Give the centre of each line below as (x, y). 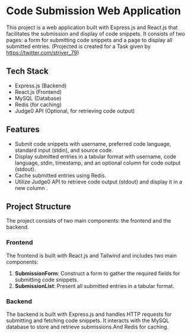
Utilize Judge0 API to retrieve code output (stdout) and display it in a (98, 182)
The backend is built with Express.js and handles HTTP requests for (89, 314)
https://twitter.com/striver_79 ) (43, 52)
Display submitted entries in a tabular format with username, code (95, 156)
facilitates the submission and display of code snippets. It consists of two (96, 33)
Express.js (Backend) (41, 85)
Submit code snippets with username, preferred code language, (93, 144)
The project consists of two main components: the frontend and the (89, 221)
